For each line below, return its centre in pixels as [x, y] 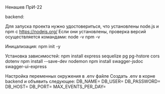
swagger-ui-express [26, 67]
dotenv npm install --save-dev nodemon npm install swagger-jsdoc [74, 61]
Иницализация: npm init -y [33, 46]
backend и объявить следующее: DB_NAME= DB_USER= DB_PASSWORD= [83, 81]
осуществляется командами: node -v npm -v [53, 37]
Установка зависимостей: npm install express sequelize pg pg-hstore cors [82, 56]
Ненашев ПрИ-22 [24, 7]
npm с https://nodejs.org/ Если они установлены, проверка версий [76, 31]
